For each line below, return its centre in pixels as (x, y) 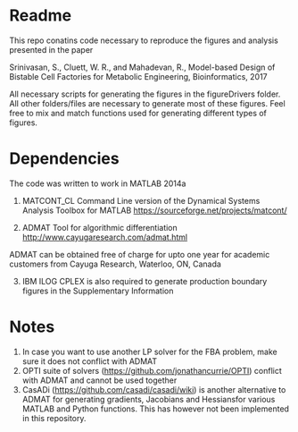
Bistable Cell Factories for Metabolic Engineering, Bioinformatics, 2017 (138, 76)
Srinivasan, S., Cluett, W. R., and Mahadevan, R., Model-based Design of (142, 67)
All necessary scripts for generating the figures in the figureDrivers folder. (145, 94)
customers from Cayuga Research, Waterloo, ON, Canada (115, 264)
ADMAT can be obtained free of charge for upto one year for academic (140, 254)
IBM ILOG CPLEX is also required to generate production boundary (145, 281)
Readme (41, 16)
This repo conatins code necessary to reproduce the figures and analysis (144, 40)
